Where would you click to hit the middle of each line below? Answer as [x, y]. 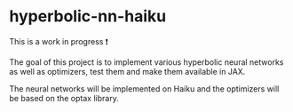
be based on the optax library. [64, 98]
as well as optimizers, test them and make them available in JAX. [127, 71]
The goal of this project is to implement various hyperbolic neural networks [146, 62]
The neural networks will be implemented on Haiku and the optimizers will [144, 88]
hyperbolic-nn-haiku [88, 16]
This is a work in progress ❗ [59, 41]
